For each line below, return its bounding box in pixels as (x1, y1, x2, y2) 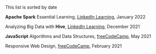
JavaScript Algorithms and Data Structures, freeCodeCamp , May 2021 (5, 33, 151, 39)
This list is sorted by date (5, 4, 57, 10)
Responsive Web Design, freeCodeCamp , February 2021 (5, 43, 122, 49)
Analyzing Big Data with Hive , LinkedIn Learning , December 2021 (5, 23, 140, 29)
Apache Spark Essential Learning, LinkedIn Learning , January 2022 (5, 14, 145, 19)
